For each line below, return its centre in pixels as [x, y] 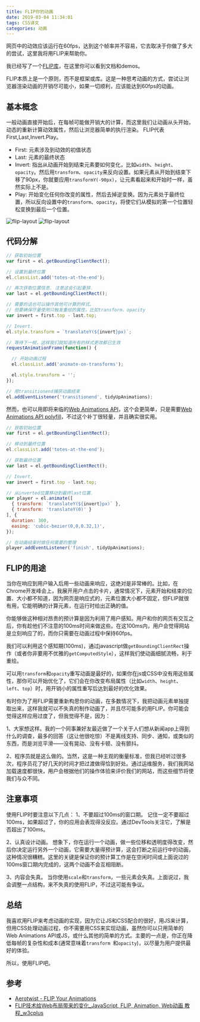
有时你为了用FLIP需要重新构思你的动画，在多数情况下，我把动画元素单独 [95, 701]
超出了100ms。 [30, 829]
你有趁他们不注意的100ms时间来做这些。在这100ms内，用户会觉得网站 [103, 626]
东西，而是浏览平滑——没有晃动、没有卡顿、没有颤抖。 [74, 744]
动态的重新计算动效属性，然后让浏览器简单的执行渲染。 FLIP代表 [85, 130]
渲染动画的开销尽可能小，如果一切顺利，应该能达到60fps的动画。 [97, 86]
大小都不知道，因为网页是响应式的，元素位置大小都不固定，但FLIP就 [100, 599]
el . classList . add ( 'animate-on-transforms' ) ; [68, 364]
